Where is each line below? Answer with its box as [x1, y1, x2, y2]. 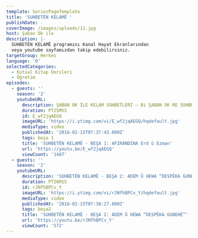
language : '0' [6, 58, 41, 64]
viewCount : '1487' [21, 151, 67, 157]
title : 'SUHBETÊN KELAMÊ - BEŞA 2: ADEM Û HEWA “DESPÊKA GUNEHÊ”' [21, 212, 189, 218]
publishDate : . [6, 19, 44, 25]
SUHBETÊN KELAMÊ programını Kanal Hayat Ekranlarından [11, 42, 149, 48]
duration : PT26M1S [21, 179, 67, 185]
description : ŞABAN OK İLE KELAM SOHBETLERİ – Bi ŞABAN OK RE [21, 102, 178, 108]
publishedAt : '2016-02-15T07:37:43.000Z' [21, 129, 126, 136]
